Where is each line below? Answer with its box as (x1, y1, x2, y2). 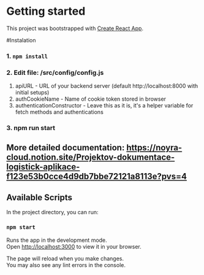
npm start (6, 224, 36, 231)
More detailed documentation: (6, 142, 125, 153)
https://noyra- (126, 142, 183, 153)
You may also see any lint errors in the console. (6, 261, 126, 268)
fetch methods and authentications (15, 109, 104, 116)
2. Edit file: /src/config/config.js (6, 68, 104, 77)
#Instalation (6, 36, 36, 44)
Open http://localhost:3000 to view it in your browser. (6, 242, 142, 250)
